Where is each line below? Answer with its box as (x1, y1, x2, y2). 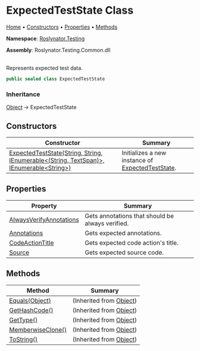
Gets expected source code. (85, 248, 164, 257)
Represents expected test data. (6, 64, 83, 72)
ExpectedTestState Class (6, 4, 134, 17)
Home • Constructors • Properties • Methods (6, 23, 118, 30)
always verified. (85, 219, 129, 227)
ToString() (9, 335, 37, 343)
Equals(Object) (9, 296, 52, 304)
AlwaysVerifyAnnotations (9, 215, 79, 224)
